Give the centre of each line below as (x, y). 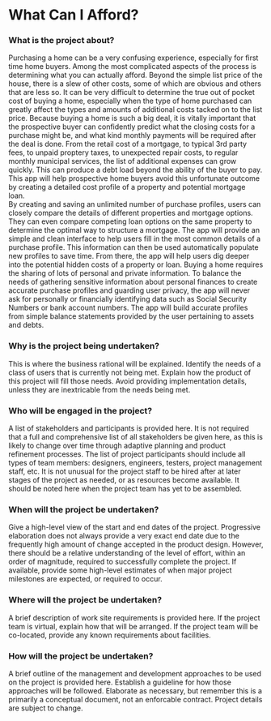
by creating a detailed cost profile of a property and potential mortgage (127, 187)
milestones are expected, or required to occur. (86, 579)
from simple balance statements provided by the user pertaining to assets (131, 316)
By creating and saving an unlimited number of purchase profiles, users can (135, 204)
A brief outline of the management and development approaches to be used (135, 673)
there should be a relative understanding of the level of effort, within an (127, 553)
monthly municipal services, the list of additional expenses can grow (123, 161)
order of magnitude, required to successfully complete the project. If (123, 562)
